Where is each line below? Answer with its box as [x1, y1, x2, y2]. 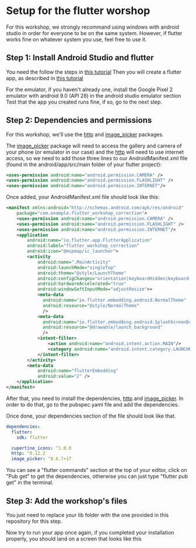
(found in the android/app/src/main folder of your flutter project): [6, 161, 162, 168]
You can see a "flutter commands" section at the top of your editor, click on [6, 467, 188, 474]
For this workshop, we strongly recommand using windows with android [6, 23, 180, 30]
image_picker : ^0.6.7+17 [11, 456, 72, 462]
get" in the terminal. [6, 479, 54, 486]
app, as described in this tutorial [6, 74, 83, 81]
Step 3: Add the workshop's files [6, 496, 128, 506]
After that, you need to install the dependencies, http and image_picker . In [6, 395, 184, 402]
